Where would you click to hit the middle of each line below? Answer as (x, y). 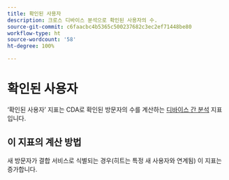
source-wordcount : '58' (42, 40)
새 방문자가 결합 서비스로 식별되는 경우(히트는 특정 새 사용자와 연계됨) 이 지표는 (114, 160)
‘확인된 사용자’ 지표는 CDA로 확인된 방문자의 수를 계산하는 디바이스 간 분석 (108, 110)
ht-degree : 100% (31, 46)
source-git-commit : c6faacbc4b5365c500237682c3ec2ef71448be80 (99, 27)
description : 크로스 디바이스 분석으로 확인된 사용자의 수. (82, 20)
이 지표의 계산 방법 (44, 143)
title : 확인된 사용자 (34, 14)
